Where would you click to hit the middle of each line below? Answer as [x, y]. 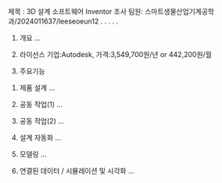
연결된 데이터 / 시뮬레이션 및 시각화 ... [77, 171]
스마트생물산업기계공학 [179, 11]
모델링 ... [33, 154]
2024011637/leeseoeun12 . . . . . [68, 21]
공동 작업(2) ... [42, 121]
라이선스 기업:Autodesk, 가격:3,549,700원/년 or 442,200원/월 [116, 54]
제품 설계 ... [37, 88]
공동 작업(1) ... [41, 104]
